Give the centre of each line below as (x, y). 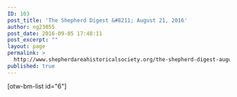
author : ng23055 (31, 27)
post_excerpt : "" (33, 40)
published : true (31, 66)
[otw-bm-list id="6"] (37, 86)
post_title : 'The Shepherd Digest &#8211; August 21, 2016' (98, 20)
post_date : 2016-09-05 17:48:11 (55, 33)
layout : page (26, 46)
